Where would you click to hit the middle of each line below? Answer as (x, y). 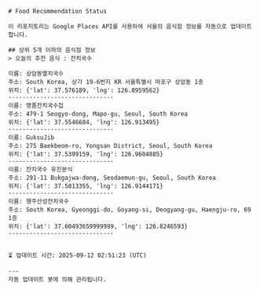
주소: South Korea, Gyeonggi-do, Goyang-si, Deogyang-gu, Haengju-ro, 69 (130, 210)
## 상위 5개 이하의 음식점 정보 (52, 50)
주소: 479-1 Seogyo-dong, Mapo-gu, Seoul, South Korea (98, 114)
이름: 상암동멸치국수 (36, 74)
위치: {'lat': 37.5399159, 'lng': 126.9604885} (86, 154)
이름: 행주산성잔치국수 (38, 201)
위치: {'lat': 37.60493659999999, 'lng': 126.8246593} (98, 226)
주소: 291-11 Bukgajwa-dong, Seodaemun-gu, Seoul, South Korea (112, 178)
